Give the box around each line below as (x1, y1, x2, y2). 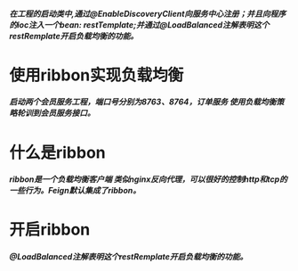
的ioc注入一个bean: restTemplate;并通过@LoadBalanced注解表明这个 (9, 19, 270, 30)
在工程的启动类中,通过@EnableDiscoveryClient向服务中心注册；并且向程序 (9, 8, 286, 19)
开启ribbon (9, 219, 91, 240)
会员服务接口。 (39, 108, 95, 119)
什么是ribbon (9, 143, 107, 162)
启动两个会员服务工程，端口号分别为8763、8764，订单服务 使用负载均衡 (9, 96, 278, 107)
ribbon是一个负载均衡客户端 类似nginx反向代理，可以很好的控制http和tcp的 (9, 174, 287, 185)
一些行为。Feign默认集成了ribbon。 (9, 185, 141, 196)
